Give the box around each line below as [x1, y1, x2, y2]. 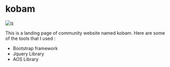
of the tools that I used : [5, 35, 55, 41]
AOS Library [12, 56, 39, 62]
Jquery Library [12, 51, 45, 57]
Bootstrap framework [12, 45, 58, 51]
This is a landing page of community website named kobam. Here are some [5, 30, 165, 36]
